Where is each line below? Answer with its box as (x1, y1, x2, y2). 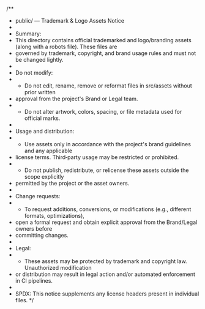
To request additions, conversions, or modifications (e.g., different (24, 206, 192, 213)
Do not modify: (15, 69, 53, 76)
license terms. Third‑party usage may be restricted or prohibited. (15, 154, 179, 161)
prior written (24, 89, 56, 95)
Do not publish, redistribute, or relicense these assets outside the (24, 166, 189, 174)
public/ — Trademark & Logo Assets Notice (15, 17, 124, 24)
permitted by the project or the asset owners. (15, 180, 130, 187)
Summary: (15, 30, 42, 37)
